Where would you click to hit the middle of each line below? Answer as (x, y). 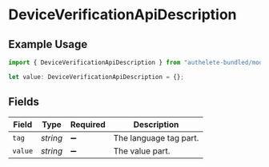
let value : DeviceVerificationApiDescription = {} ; (96, 77)
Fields (24, 102)
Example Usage (48, 44)
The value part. (142, 151)
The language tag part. (156, 137)
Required (88, 124)
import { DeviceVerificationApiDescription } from (94, 62)
